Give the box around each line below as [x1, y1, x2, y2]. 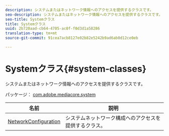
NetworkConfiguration [8, 118, 61, 125]
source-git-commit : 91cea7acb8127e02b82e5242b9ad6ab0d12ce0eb [5, 36, 138, 41]
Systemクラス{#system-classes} [5, 63, 147, 75]
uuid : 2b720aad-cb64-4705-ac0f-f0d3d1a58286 [5, 26, 100, 31]
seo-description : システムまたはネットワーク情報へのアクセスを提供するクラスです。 [5, 12, 162, 17]
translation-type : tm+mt [5, 31, 57, 36]
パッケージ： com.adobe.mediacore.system [5, 91, 96, 97]
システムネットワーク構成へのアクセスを [65, 114, 161, 121]
